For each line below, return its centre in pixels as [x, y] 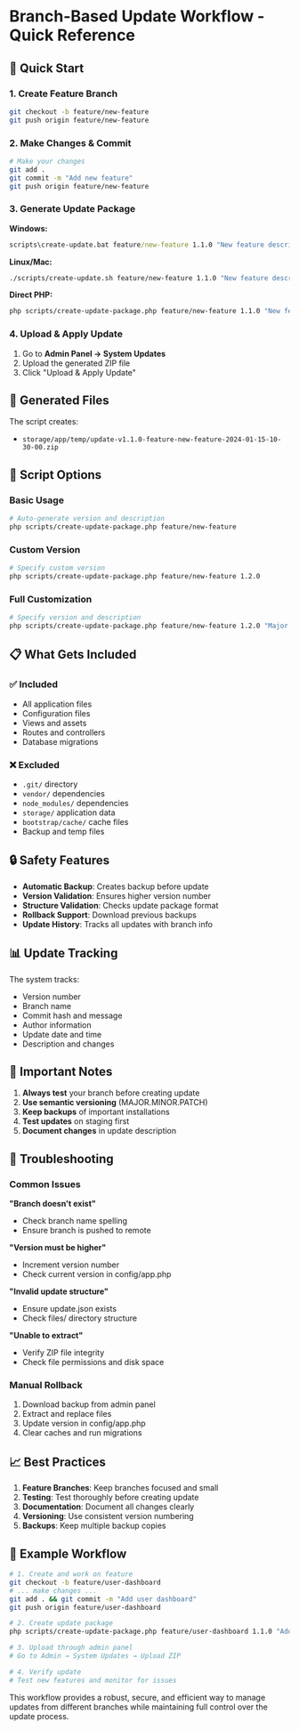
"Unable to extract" [46, 1336]
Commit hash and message [72, 1015]
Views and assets [54, 723]
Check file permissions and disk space [93, 1362]
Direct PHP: [31, 295]
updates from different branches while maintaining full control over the [139, 1707]
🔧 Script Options [56, 475]
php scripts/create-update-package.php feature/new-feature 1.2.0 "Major [149, 626]
